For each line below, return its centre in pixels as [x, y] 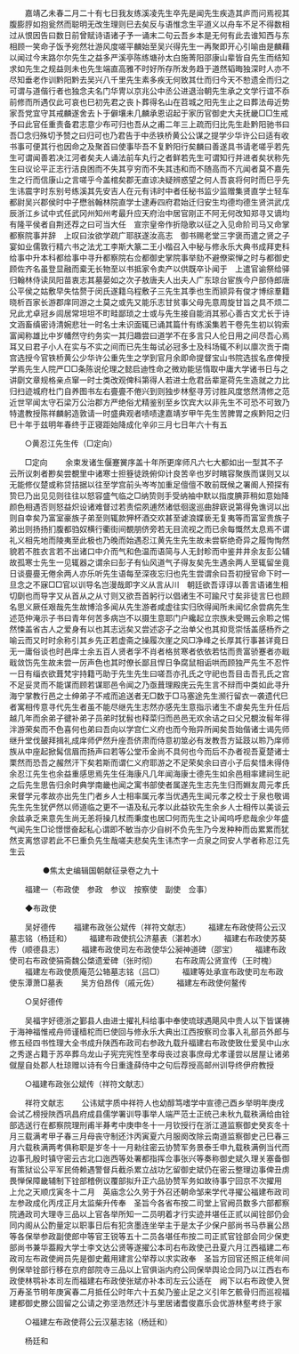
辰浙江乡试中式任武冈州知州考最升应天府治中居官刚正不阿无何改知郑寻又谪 [145, 213]
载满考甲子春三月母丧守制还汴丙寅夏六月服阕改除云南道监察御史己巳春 [153, 1136]
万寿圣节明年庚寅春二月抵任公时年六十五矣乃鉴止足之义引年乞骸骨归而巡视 [145, 1292]
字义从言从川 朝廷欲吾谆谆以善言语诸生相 [210, 584]
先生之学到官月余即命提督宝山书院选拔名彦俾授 [204, 358]
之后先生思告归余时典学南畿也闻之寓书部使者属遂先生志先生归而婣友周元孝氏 [149, 785]
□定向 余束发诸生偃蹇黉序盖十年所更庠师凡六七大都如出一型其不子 [154, 462]
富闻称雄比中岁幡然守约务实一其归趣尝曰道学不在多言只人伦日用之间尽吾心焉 [149, 335]
